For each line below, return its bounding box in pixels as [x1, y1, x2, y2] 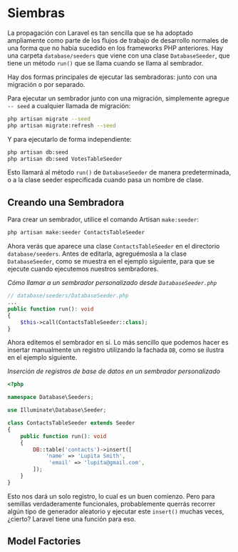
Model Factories [7, 536, 81, 548]
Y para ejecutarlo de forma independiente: [7, 135, 132, 143]
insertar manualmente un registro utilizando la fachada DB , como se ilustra [7, 345, 224, 354]
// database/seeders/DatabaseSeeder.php [7, 292, 130, 300]
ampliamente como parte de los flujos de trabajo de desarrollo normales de [7, 36, 229, 44]
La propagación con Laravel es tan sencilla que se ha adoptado [7, 28, 194, 37]
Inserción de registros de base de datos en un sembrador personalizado [7, 367, 221, 375]
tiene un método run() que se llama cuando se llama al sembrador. [7, 58, 204, 67]
